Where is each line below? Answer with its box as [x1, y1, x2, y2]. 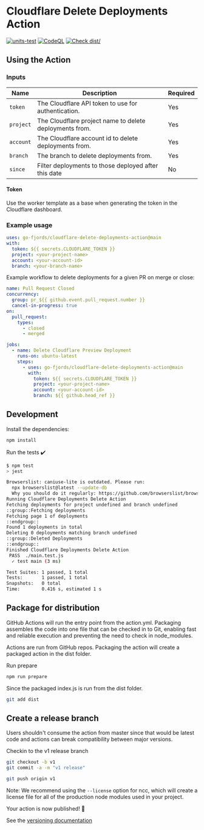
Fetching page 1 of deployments [6, 513, 88, 519]
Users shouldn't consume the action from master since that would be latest [6, 729, 194, 736]
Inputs [6, 73, 26, 81]
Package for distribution [6, 603, 100, 613]
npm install [6, 437, 36, 443]
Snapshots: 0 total [6, 580, 61, 587]
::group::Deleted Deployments [6, 536, 83, 542]
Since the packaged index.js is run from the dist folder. [6, 684, 143, 692]
